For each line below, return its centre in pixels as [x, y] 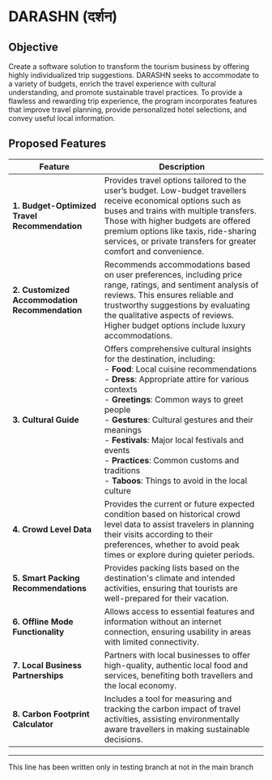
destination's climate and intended [170, 578]
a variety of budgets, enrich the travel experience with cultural [113, 84]
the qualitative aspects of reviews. [169, 315]
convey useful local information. [62, 118]
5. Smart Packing [46, 578]
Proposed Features [57, 144]
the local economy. [140, 685]
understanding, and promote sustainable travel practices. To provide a [125, 92]
